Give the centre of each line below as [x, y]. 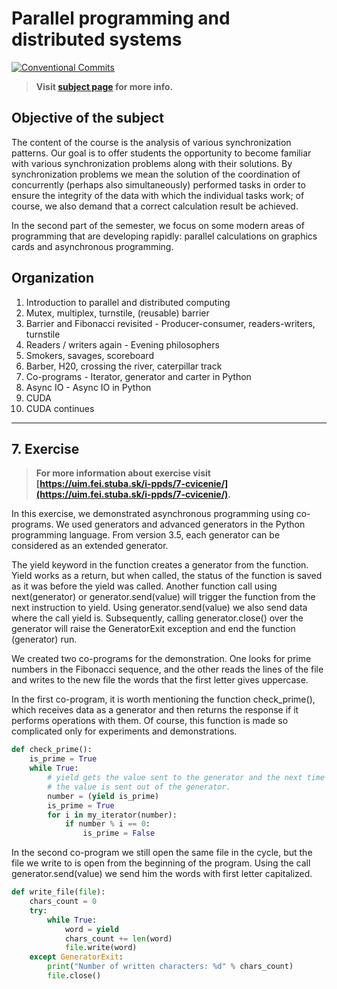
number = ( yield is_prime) [103, 796]
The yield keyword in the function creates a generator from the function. [160, 565]
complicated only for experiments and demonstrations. [124, 731]
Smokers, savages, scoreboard [89, 355]
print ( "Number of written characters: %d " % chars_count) [170, 967]
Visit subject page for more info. [104, 86]
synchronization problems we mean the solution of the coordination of [156, 174]
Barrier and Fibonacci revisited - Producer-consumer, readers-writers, [170, 323]
